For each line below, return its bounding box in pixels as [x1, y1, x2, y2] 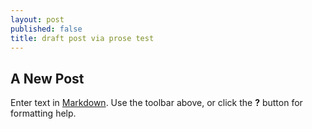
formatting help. [10, 107, 77, 120]
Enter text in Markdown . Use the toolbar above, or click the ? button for [10, 97, 303, 109]
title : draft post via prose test [10, 33, 155, 43]
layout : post [10, 14, 65, 25]
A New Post [10, 70, 85, 87]
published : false [10, 24, 83, 34]
